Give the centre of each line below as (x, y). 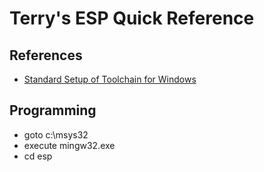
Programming (53, 110)
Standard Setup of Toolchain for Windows (110, 79)
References (46, 55)
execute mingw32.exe (69, 145)
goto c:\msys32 (56, 134)
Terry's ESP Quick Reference (132, 18)
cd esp (38, 156)
